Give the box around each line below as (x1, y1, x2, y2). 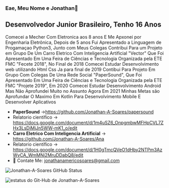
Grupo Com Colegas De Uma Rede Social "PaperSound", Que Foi (5, 71, 142, 78)
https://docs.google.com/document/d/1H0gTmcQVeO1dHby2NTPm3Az (12, 146, 162, 152)
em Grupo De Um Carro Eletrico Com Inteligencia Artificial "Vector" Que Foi (5, 50, 164, 56)
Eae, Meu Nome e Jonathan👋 (5, 5, 78, 12)
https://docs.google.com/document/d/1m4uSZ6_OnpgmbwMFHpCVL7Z (12, 119, 164, 125)
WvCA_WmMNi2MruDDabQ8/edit (12, 152, 84, 158)
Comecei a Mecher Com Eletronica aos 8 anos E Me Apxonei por (5, 34, 141, 40)
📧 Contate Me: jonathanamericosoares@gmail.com (12, 157, 120, 164)
